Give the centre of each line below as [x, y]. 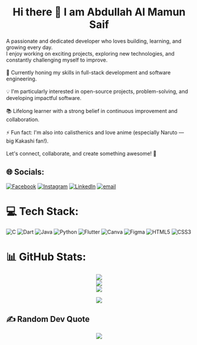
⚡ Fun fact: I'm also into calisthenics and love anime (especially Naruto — [95, 132]
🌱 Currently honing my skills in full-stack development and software [88, 72]
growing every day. [29, 47]
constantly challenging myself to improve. [57, 60]
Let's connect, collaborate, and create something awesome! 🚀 [81, 153]
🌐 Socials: [25, 172]
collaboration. [23, 119]
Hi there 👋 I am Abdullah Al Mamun [99, 12]
